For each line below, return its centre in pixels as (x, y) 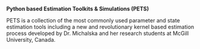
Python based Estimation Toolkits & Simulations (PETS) (78, 9)
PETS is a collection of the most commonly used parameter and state (93, 20)
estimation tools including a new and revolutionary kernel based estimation (100, 27)
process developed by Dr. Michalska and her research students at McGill (98, 33)
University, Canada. (31, 40)
